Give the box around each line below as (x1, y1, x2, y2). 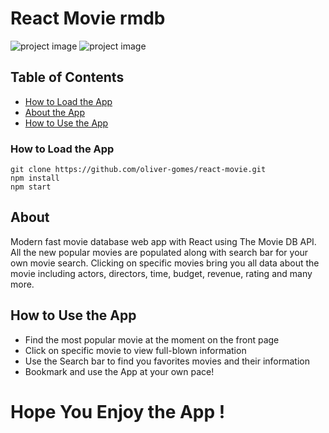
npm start (10, 182, 52, 192)
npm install (10, 173, 60, 184)
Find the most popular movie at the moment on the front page (24, 333, 280, 346)
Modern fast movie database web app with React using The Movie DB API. (10, 235, 317, 247)
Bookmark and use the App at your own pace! (24, 365, 215, 377)
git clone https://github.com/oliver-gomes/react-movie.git (10, 165, 267, 175)
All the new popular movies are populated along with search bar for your (10, 246, 309, 258)
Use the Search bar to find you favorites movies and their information (24, 355, 310, 367)
